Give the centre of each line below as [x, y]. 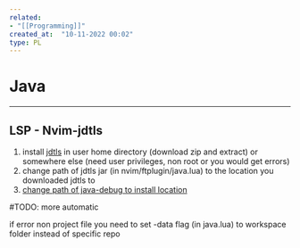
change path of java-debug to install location [104, 190]
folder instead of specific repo [65, 234]
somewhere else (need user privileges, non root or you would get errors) [156, 161]
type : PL [25, 42]
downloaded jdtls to [58, 180]
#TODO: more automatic [54, 207]
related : [25, 17]
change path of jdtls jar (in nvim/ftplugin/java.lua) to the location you [148, 171]
